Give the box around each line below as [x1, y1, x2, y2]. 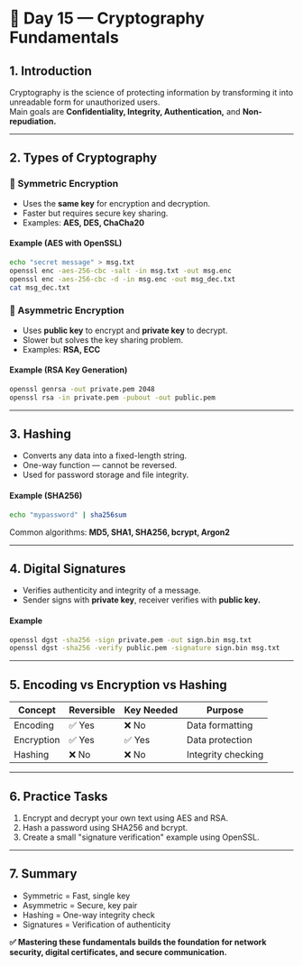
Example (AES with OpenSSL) [9, 238, 123, 249]
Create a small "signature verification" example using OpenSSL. [22, 832, 260, 842]
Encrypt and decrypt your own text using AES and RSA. [22, 812, 228, 823]
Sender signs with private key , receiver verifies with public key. [22, 594, 262, 605]
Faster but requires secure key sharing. [22, 207, 169, 218]
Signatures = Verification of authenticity [22, 919, 171, 930]
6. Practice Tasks [9, 788, 108, 804]
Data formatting [186, 719, 253, 731]
